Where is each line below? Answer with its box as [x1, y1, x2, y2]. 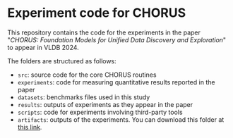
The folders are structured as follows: [7, 56, 116, 65]
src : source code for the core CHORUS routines [17, 70, 157, 79]
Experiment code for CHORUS [7, 5, 186, 21]
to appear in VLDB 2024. [7, 43, 79, 51]
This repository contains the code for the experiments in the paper [7, 28, 201, 37]
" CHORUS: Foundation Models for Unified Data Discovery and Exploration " [7, 35, 227, 44]
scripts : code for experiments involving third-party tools [17, 108, 183, 116]
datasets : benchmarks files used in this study [17, 93, 150, 101]
